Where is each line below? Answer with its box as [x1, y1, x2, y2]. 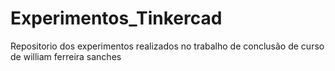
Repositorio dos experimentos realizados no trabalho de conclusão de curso [10, 40, 325, 52]
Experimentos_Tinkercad [10, 7, 223, 30]
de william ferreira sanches [10, 50, 122, 62]
